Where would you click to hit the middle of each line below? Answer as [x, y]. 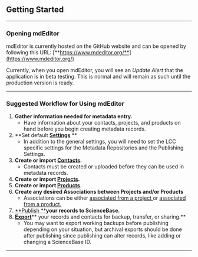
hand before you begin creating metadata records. [85, 129]
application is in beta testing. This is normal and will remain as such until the [98, 77]
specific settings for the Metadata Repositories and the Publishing [103, 148]
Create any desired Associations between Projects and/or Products [99, 192]
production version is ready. [40, 83]
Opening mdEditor [33, 33]
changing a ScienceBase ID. [57, 242]
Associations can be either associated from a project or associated [105, 198]
